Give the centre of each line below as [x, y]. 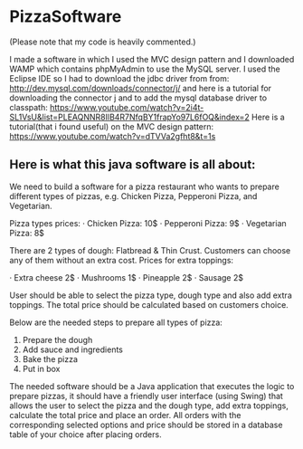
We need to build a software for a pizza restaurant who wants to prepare [145, 186]
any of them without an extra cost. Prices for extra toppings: [121, 260]
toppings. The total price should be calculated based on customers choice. [149, 304]
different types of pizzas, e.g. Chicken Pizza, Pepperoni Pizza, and [133, 196]
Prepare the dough [57, 339]
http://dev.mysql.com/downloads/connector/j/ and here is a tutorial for [141, 88]
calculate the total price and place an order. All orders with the [125, 415]
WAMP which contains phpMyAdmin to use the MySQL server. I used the [145, 69]
